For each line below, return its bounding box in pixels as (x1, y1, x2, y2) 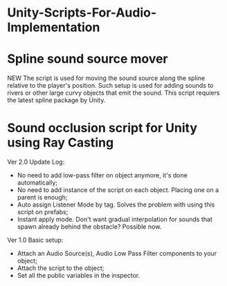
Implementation (7, 19, 100, 35)
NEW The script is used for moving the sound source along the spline (7, 74, 206, 82)
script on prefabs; (17, 208, 69, 216)
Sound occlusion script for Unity (7, 120, 198, 136)
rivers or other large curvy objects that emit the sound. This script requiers (7, 88, 220, 97)
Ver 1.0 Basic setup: (7, 236, 64, 245)
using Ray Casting (7, 135, 114, 151)
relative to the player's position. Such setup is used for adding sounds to (7, 82, 214, 90)
